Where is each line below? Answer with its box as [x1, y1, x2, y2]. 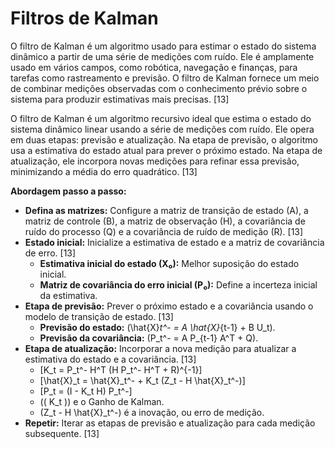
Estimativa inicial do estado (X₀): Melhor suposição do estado [39, 257, 300, 269]
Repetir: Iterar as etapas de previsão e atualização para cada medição [24, 417, 316, 429]
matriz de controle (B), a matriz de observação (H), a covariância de [24, 215, 306, 227]
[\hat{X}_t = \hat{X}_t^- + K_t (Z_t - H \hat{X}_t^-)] [39, 374, 246, 386]
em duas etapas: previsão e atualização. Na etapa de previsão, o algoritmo [10, 133, 318, 146]
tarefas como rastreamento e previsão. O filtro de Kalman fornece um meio [10, 72, 320, 84]
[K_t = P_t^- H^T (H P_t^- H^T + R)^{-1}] [39, 363, 203, 376]
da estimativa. [39, 289, 98, 301]
